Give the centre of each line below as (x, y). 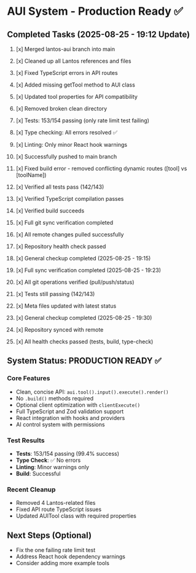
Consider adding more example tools (63, 563)
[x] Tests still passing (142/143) (55, 294)
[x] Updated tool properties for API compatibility (76, 97)
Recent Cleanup (31, 489)
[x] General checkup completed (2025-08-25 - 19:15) (83, 258)
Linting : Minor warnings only (53, 467)
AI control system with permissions (60, 424)
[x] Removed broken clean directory (61, 108)
